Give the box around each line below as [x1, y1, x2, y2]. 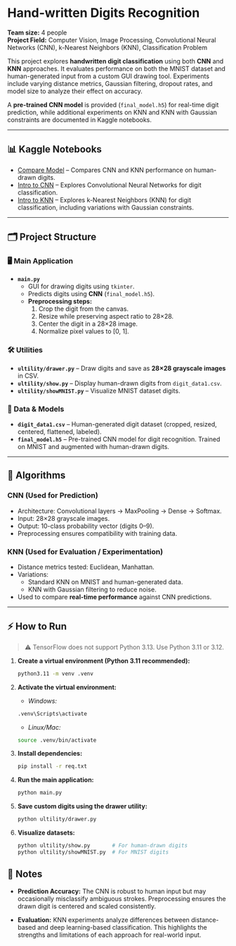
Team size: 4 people [7, 28, 67, 37]
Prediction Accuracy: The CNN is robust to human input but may [17, 887, 206, 895]
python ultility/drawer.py [17, 816, 97, 823]
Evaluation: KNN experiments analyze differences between [17, 915, 190, 924]
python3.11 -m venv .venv [17, 670, 93, 677]
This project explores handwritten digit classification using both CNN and [7, 56, 224, 65]
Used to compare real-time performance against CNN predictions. [17, 593, 212, 601]
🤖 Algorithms [7, 469, 66, 481]
